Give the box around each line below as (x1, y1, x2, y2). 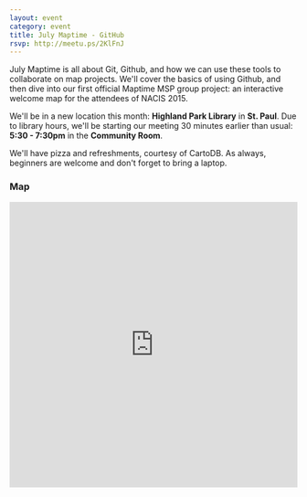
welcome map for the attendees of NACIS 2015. (9, 93, 189, 104)
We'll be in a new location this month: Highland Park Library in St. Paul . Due (9, 111, 297, 122)
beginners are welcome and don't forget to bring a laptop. (9, 157, 228, 169)
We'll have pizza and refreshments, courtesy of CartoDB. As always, (9, 148, 267, 159)
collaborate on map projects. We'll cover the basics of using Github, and (9, 74, 281, 85)
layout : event (9, 13, 64, 23)
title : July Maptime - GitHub (9, 30, 125, 39)
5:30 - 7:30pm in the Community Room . (9, 130, 163, 142)
